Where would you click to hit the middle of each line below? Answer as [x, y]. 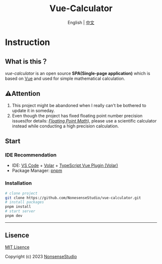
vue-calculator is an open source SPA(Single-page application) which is [78, 73]
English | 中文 [81, 22]
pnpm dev [14, 216]
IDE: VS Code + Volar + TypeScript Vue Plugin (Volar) [65, 166]
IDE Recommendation [31, 155]
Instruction [27, 42]
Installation [19, 183]
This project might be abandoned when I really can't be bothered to [79, 105]
